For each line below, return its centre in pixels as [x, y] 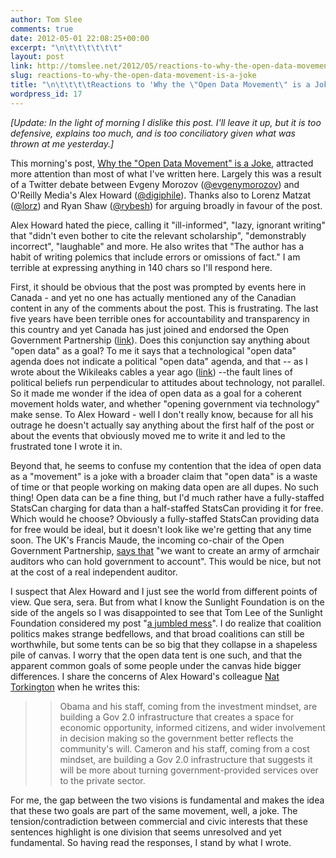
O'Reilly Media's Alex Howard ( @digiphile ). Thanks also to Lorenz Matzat [161, 195]
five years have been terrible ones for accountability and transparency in [160, 318]
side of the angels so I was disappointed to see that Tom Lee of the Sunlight [166, 612]
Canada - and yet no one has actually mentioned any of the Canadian [153, 297]
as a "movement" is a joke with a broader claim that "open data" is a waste [164, 476]
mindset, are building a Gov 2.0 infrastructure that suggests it [186, 759]
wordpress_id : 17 [46, 94]
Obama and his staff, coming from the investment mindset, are [188, 706]
